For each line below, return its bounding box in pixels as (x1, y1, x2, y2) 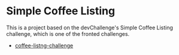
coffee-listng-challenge (14, 42, 74, 49)
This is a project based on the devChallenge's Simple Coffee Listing (6, 24, 174, 31)
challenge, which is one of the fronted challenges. (6, 30, 130, 37)
